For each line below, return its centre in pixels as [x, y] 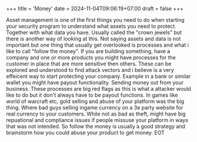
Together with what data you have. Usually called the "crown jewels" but [94, 32]
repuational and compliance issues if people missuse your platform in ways [97, 120]
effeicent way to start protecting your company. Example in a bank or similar [98, 76]
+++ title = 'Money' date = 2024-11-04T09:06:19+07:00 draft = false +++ [95, 9]
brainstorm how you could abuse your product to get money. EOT [85, 133]
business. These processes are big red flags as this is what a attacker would [98, 89]
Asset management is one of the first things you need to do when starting [95, 20]
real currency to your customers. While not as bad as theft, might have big [96, 114]
